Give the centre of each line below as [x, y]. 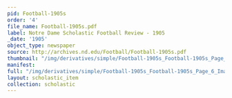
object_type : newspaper [41, 46]
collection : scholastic [41, 84]
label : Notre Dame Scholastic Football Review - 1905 [86, 33]
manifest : [21, 65]
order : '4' [23, 20]
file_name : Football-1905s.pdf [52, 26]
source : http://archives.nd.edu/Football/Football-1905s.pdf [97, 52]
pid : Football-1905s [37, 13]
